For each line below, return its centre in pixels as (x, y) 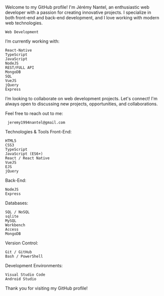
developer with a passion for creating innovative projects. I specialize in (78, 12)
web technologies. (24, 23)
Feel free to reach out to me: (34, 113)
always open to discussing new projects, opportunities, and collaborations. (82, 104)
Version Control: (22, 243)
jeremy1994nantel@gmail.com (36, 122)
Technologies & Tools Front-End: (38, 132)
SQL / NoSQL (17, 212)
